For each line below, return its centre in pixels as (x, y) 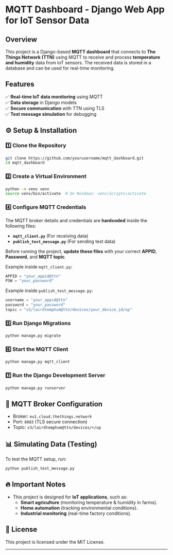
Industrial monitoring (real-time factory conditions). (76, 513)
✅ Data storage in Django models (41, 102)
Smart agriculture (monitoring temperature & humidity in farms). (89, 502)
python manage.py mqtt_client (38, 362)
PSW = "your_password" (30, 281)
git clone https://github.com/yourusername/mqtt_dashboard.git (75, 158)
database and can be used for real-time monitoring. (60, 68)
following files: (21, 226)
